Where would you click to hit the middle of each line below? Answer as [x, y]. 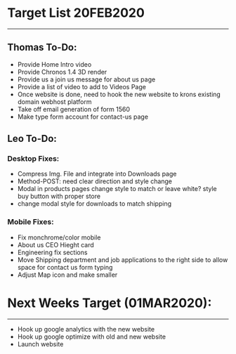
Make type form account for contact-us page [83, 117]
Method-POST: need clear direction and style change [95, 181]
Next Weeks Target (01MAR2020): [110, 303]
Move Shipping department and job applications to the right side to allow [123, 260]
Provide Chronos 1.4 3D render [62, 72]
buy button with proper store [59, 196]
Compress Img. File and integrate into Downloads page [97, 174]
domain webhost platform [54, 101]
